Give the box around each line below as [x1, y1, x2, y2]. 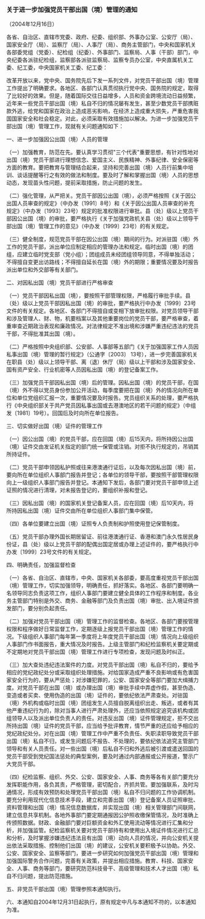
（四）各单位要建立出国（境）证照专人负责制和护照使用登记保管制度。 [6, 520, 183, 527]
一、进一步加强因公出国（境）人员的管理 [6, 135, 108, 143]
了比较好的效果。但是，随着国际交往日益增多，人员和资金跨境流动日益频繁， [6, 92, 199, 99]
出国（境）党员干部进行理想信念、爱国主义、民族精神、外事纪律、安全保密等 [6, 156, 199, 164]
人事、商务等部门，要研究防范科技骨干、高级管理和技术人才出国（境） [16, 865, 193, 872]
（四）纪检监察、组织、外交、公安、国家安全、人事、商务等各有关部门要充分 [6, 773, 199, 780]
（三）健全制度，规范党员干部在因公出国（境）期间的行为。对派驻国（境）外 [6, 236, 199, 243]
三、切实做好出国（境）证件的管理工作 [6, 422, 103, 430]
